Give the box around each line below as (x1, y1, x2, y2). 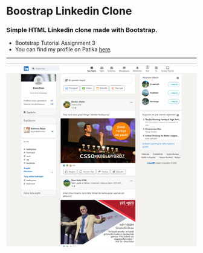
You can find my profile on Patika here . (14, 46, 112, 53)
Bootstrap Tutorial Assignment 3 (14, 39, 95, 46)
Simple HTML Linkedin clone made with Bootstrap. (6, 26, 158, 34)
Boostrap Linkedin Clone (6, 4, 132, 18)
